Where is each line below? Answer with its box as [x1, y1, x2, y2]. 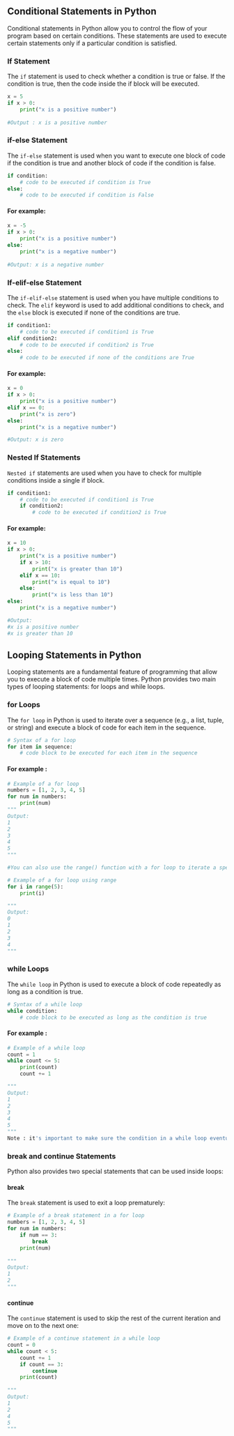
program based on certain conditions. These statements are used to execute [7, 31, 227, 40]
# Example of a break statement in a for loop [7, 1212, 145, 1219]
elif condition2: [7, 335, 58, 342]
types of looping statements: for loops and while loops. [7, 683, 166, 691]
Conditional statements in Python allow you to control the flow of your [7, 24, 208, 32]
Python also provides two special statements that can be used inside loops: [7, 1167, 224, 1176]
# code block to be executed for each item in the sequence [19, 750, 198, 757]
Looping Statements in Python [7, 649, 141, 661]
